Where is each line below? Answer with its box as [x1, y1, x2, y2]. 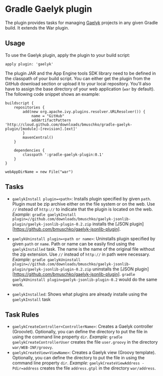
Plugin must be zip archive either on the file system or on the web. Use [12, 201, 155, 207]
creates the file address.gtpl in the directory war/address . [40, 365, 156, 371]
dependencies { [14, 148, 45, 153]
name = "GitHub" [31, 113, 65, 118]
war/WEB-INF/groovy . [12, 345, 53, 350]
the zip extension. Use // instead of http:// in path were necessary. [12, 251, 150, 257]
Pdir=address [12, 366, 39, 371]
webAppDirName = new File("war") [5, 169, 73, 174]
